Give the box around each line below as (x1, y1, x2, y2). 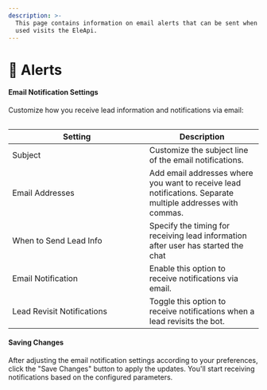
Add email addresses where (149, 167, 253, 178)
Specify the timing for (149, 220, 230, 231)
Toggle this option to (149, 295, 226, 306)
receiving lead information (149, 230, 248, 241)
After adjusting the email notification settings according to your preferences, (8, 355, 258, 365)
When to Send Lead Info (12, 235, 103, 246)
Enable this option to (149, 263, 226, 274)
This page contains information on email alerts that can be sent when (15, 19, 258, 27)
